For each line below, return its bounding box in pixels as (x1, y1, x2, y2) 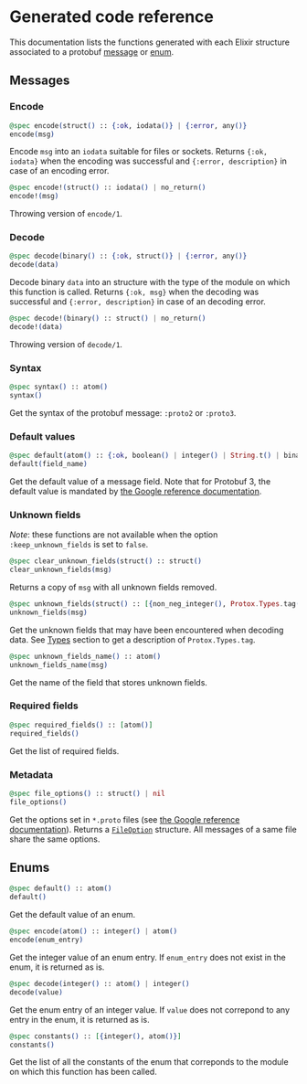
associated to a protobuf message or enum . (9, 46, 175, 57)
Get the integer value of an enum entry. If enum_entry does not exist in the (9, 951, 286, 962)
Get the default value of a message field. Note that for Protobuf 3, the (9, 476, 271, 487)
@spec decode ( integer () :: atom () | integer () (9, 979, 190, 988)
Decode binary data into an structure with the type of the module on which (9, 277, 291, 288)
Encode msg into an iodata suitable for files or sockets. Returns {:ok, (9, 146, 268, 157)
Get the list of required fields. (9, 745, 120, 756)
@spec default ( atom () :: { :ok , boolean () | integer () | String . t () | (9, 451, 281, 461)
